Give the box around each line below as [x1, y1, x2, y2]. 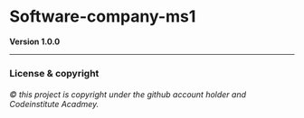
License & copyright [9, 67, 100, 79]
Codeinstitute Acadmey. [9, 99, 100, 110]
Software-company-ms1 [9, 6, 196, 27]
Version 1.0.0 [9, 36, 61, 47]
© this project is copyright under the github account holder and [9, 89, 247, 100]
